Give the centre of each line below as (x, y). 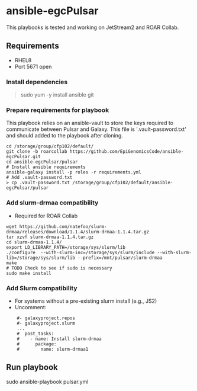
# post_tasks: (35, 334)
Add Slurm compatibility (42, 288)
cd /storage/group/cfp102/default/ (50, 146)
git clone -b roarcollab (37, 152)
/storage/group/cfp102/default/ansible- (122, 183)
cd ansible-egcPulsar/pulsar (42, 162)
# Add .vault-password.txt (39, 178)
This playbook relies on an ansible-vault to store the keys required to (90, 123)
